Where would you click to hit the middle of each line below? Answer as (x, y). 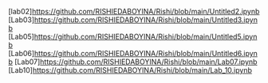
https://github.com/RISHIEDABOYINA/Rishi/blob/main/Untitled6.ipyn (146, 53)
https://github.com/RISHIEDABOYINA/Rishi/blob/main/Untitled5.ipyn (146, 36)
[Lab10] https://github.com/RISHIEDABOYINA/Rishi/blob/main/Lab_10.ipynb (130, 70)
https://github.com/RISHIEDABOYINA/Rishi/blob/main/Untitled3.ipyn (146, 20)
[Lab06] (22, 53)
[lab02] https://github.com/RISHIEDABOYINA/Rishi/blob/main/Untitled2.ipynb (134, 11)
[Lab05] (21, 36)
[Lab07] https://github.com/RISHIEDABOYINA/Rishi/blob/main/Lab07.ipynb (136, 62)
